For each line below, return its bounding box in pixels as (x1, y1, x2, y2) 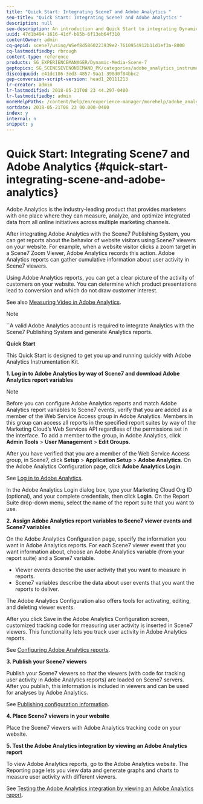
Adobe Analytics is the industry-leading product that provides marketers (6, 206, 186, 213)
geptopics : (6, 65, 34, 71)
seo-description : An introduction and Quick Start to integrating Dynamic (6, 25, 199, 32)
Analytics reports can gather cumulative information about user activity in (6, 256, 189, 263)
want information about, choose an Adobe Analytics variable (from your (6, 548, 185, 556)
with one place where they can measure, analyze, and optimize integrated (6, 212, 190, 219)
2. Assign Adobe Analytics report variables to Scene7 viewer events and (6, 517, 192, 524)
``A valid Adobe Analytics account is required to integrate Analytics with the (6, 322, 195, 329)
